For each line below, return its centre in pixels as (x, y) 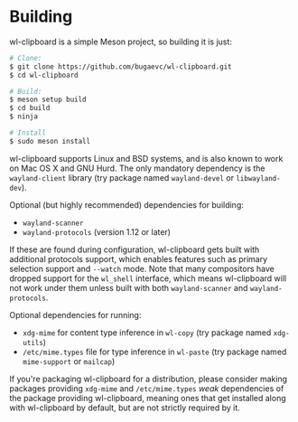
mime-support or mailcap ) (69, 361)
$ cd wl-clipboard (44, 75)
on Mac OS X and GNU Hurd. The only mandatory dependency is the (137, 168)
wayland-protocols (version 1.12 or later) (97, 231)
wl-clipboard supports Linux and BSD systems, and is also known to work (146, 158)
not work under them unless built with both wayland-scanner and (129, 287)
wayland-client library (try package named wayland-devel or (122, 177)
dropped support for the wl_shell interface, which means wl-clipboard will (148, 278)
